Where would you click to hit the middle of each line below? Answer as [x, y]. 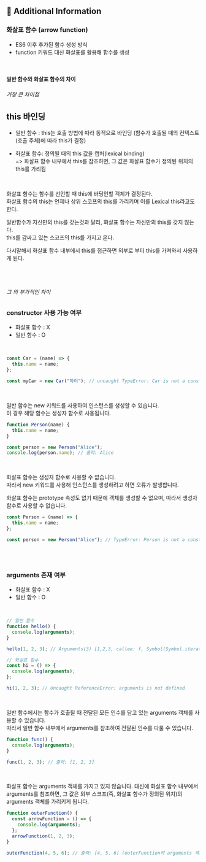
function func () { [30, 739]
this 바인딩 [26, 117]
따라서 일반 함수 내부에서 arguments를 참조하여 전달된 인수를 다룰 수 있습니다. [100, 728]
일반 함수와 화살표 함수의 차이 [41, 79]
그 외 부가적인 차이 [29, 291]
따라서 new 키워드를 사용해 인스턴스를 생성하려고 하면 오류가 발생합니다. [93, 485]
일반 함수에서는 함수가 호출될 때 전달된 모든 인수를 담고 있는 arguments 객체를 [100, 712]
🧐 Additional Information [54, 11]
